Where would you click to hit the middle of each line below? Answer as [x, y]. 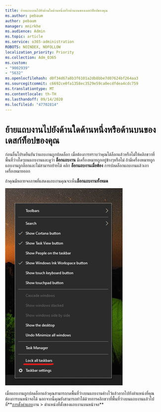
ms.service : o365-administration [40, 42]
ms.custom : [16, 63]
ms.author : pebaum [24, 16]
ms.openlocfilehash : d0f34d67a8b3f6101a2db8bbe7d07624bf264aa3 [72, 78]
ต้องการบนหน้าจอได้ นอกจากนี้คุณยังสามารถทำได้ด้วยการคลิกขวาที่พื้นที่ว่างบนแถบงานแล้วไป [80, 399]
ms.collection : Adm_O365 [31, 57]
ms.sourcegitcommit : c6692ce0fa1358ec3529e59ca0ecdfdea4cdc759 [72, 84]
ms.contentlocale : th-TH [31, 94]
